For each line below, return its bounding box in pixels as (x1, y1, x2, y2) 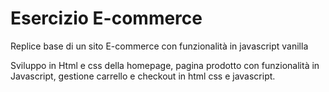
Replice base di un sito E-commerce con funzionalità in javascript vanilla (10, 40, 309, 52)
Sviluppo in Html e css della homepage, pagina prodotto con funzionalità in (10, 59, 320, 71)
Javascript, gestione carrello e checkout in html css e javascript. (10, 70, 276, 82)
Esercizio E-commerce (10, 7, 203, 30)
